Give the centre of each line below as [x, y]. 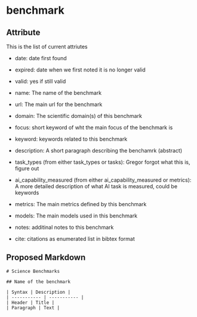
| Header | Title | [30, 302]
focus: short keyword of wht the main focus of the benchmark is [94, 128]
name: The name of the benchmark [58, 93]
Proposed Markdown [46, 258]
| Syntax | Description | [38, 292]
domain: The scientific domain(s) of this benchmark [78, 116]
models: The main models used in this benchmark [76, 216]
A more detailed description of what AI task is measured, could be [96, 186]
